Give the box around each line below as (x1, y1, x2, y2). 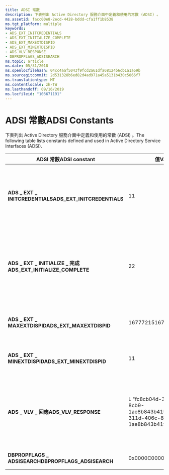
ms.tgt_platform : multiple (5, 21, 62, 27)
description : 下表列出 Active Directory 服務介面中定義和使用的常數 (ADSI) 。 (5, 12, 161, 17)
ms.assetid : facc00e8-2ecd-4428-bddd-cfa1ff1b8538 (5, 17, 114, 22)
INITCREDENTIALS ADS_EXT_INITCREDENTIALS (8, 195, 124, 202)
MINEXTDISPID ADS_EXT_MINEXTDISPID (8, 358, 107, 365)
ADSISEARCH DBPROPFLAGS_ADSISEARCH (8, 458, 114, 465)
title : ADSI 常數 (5, 7, 40, 13)
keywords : (5, 26, 26, 31)
